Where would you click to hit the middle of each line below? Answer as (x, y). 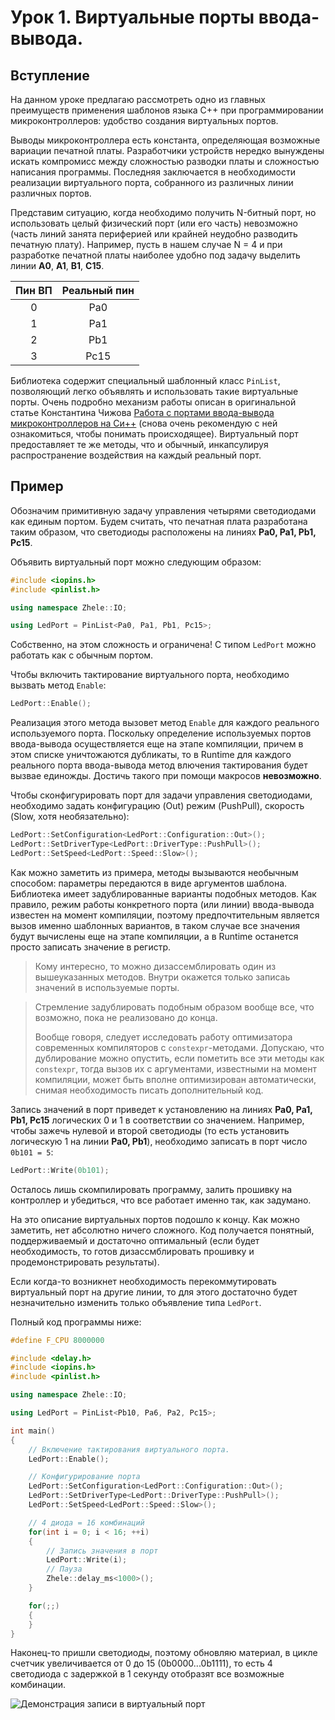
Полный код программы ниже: (76, 1322)
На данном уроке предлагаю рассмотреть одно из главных (138, 99)
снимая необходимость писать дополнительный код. (149, 1090)
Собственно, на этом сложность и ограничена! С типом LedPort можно (163, 645)
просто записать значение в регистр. (91, 947)
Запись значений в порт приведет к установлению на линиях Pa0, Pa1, (161, 1109)
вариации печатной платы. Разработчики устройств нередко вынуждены (167, 150)
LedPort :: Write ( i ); (87, 1560)
